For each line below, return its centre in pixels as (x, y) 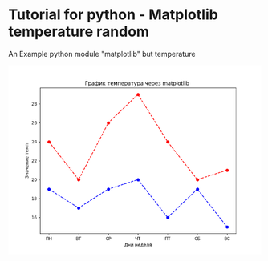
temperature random (79, 32)
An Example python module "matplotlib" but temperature (102, 54)
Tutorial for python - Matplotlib (113, 15)
